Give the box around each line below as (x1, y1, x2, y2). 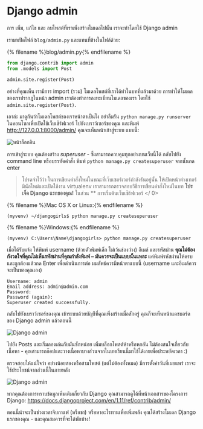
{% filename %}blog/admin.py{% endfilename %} (7, 48, 131, 56)
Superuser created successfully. (7, 299, 91, 305)
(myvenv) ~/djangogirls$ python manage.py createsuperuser (7, 213, 159, 219)
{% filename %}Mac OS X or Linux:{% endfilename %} (7, 201, 143, 209)
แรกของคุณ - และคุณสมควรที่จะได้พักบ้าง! (7, 415, 90, 422)
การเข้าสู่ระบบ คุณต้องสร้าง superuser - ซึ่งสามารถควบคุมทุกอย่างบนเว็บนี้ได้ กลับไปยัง (7, 150, 181, 157)
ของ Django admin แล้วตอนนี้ (7, 317, 72, 324)
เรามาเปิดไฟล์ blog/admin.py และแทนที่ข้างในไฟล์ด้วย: (7, 36, 120, 43)
